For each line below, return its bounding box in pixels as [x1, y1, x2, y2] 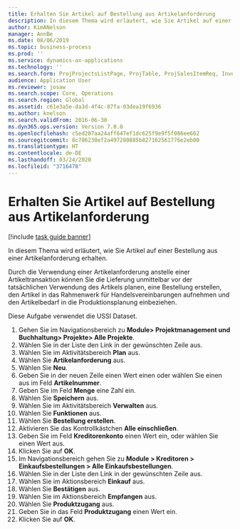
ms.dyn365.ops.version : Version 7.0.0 [8, 123, 123, 130]
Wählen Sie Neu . [18, 363, 68, 371]
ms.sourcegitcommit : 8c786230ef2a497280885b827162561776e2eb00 [8, 136, 200, 143]
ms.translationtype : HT [8, 143, 79, 150]
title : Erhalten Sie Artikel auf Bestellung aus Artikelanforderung [8, 10, 216, 18]
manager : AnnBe [8, 30, 53, 38]
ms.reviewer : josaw [8, 83, 66, 91]
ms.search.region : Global [8, 97, 85, 104]
